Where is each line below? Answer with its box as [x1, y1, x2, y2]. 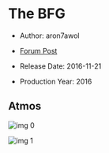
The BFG [8, 5, 66, 23]
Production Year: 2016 [19, 76, 92, 86]
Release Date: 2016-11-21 [19, 61, 102, 71]
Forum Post [19, 46, 58, 55]
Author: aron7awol [19, 31, 80, 40]
